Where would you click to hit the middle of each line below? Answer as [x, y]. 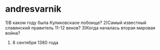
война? [13, 33]
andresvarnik [33, 9]
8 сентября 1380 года [35, 42]
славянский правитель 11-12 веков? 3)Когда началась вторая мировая [80, 27]
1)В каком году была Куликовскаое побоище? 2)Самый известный [76, 23]
